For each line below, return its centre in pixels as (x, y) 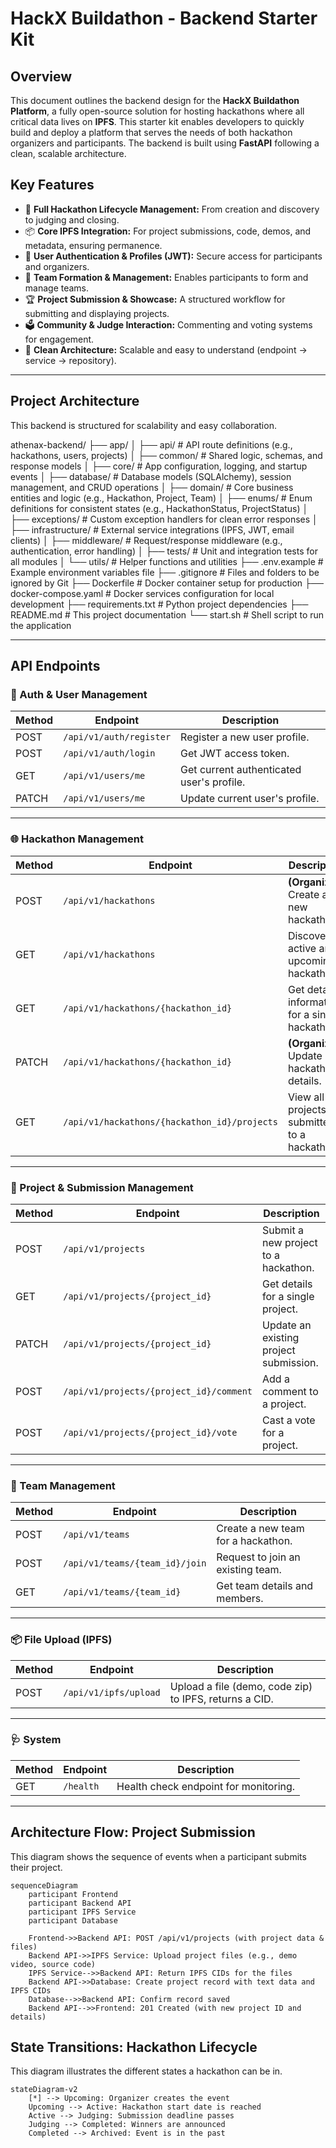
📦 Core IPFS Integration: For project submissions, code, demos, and (168, 231)
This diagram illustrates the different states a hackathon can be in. (146, 2071)
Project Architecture (75, 401)
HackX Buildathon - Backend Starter (164, 18)
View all (306, 1097)
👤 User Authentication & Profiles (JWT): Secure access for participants (173, 256)
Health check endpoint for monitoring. (206, 1786)
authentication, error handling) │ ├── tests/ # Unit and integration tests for (164, 551)
